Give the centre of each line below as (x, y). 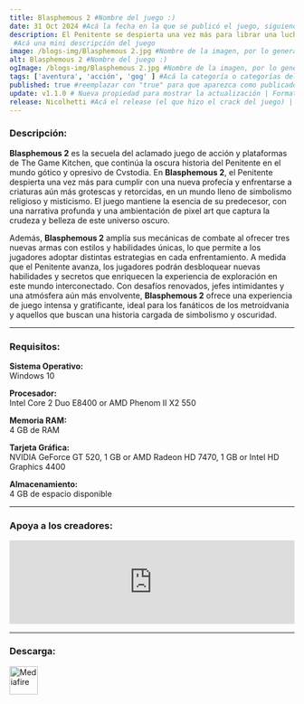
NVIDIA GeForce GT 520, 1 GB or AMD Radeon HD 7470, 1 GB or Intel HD (144, 456)
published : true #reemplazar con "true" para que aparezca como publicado (153, 85)
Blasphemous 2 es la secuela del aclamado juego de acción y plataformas (148, 153)
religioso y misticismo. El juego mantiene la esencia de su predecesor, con (148, 201)
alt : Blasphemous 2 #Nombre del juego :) (89, 60)
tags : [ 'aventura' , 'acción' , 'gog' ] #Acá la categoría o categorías (145, 77)
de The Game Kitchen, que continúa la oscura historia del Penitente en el (145, 163)
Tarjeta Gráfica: (39, 447)
